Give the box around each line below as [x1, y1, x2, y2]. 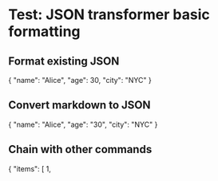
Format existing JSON [8, 54, 120, 68]
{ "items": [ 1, [8, 163, 52, 173]
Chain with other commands [8, 143, 153, 156]
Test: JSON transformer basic [8, 6, 210, 24]
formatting [8, 22, 81, 41]
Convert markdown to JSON [8, 98, 151, 112]
